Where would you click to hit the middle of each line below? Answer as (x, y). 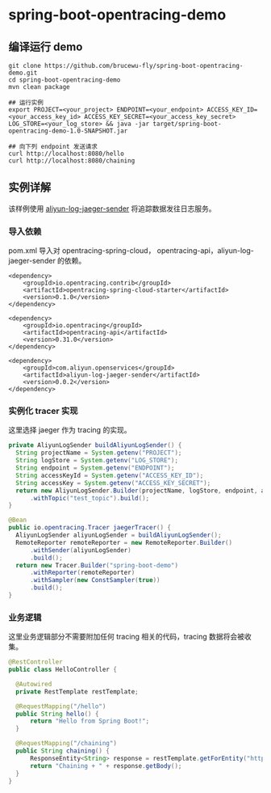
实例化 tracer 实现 (43, 411)
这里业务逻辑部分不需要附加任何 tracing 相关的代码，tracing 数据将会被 (126, 637)
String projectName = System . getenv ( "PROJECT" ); (99, 453)
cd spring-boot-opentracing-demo (65, 80)
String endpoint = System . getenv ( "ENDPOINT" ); (95, 468)
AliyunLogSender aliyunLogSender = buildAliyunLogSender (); (119, 535)
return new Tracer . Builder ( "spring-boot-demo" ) (97, 565)
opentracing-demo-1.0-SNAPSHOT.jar (68, 131)
